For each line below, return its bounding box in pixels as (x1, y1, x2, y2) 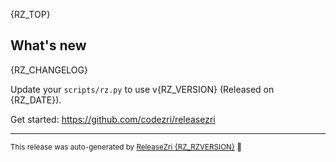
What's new (10, 37, 87, 54)
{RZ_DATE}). (10, 94, 62, 106)
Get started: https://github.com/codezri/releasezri (10, 113, 216, 125)
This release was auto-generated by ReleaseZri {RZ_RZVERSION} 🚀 (10, 142, 242, 152)
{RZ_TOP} (10, 9, 51, 20)
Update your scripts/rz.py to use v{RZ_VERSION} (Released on (10, 83, 275, 95)
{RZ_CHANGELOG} (10, 64, 88, 76)
